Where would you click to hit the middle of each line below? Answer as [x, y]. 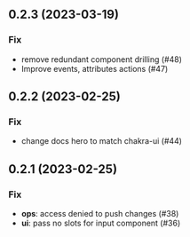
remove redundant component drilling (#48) [102, 59]
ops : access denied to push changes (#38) [100, 214]
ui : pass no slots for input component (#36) [101, 223]
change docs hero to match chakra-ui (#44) [102, 141]
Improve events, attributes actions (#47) [95, 68]
